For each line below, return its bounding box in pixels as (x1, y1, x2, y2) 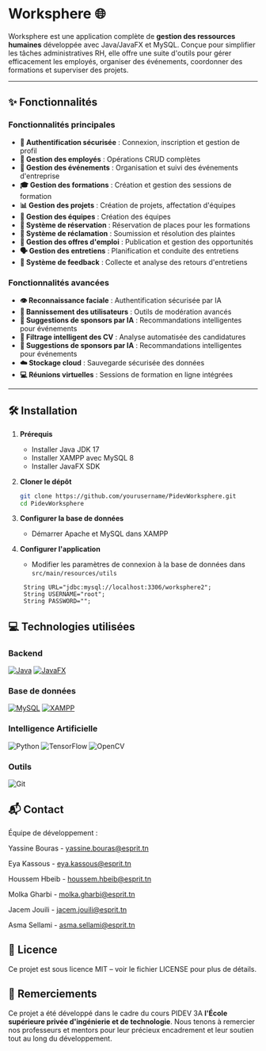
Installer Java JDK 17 (31, 445, 100, 454)
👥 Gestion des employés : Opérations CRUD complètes (19, 154, 201, 163)
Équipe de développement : (8, 827, 98, 837)
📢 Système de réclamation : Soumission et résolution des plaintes (19, 228, 236, 238)
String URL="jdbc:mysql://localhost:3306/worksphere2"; (23, 583, 212, 591)
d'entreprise (19, 171, 60, 181)
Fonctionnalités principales (8, 120, 116, 131)
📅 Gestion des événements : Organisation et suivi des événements (19, 162, 239, 172)
